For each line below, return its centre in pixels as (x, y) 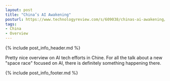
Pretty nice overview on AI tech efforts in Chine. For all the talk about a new (84, 58)
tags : (11, 24)
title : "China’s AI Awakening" (38, 15)
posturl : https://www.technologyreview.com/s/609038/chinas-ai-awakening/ (86, 19)
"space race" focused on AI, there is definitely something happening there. (83, 63)
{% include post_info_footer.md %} (42, 73)
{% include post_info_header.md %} (43, 48)
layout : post (19, 10)
